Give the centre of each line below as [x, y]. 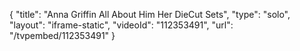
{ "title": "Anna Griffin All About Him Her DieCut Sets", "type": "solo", [150, 14]
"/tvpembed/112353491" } [62, 35]
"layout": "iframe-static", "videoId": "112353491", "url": [121, 25]
